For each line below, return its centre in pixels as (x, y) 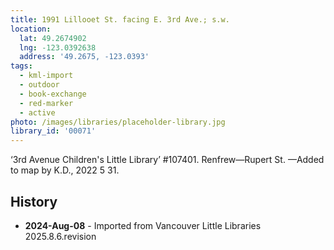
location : (31, 29)
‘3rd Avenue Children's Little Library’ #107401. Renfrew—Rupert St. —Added (167, 160)
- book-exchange (53, 94)
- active (37, 112)
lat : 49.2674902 (53, 38)
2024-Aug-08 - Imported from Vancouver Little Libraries (143, 225)
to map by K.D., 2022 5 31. (65, 170)
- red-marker (46, 103)
